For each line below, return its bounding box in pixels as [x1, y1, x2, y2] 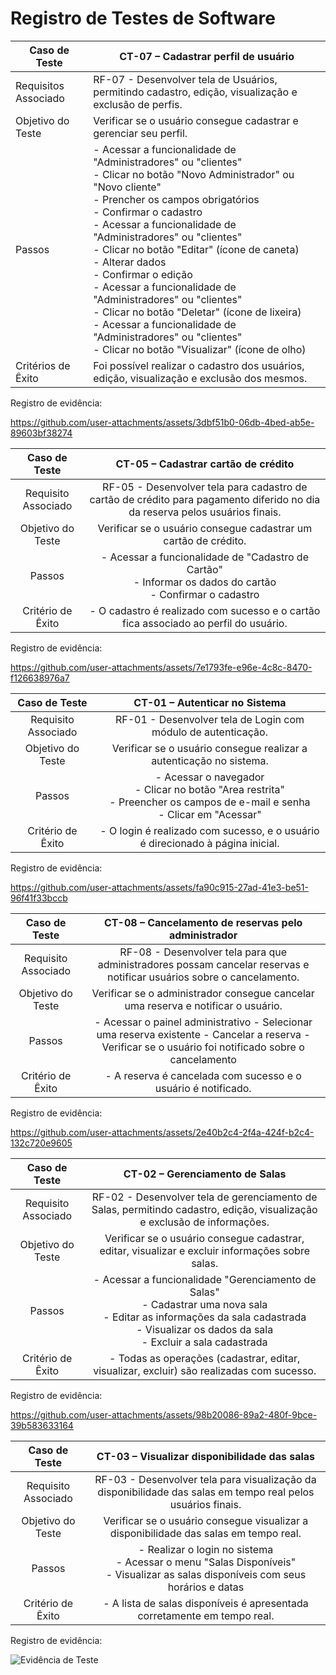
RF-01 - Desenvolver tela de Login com [114, 712, 305, 726]
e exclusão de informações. [139, 1215, 270, 1229]
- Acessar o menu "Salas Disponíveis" [115, 1555, 297, 1569]
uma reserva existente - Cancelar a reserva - [96, 1027, 311, 1041]
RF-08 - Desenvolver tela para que [119, 945, 287, 959]
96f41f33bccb [10, 892, 68, 904]
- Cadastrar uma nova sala [141, 1297, 268, 1311]
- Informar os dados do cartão [133, 575, 277, 589]
